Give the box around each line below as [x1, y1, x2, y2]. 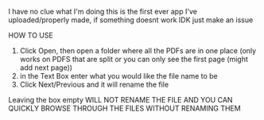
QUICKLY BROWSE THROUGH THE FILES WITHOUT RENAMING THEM [8, 103, 241, 113]
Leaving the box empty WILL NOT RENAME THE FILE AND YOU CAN [8, 95, 233, 104]
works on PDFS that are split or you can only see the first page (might [19, 55, 248, 64]
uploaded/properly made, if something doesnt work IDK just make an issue [8, 15, 254, 25]
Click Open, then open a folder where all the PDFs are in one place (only [19, 46, 257, 55]
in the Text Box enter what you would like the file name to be [19, 72, 219, 80]
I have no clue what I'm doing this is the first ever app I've [8, 7, 197, 16]
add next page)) [19, 63, 73, 72]
